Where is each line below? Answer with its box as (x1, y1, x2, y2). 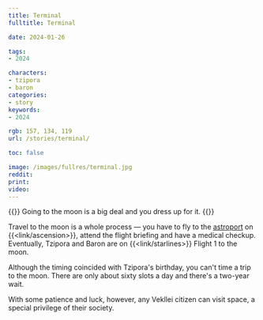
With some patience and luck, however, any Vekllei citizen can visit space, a (8, 295, 255, 304)
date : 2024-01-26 (8, 33, 66, 41)
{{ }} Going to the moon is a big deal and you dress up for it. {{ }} (8, 207, 215, 216)
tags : (8, 47, 26, 55)
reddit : (8, 171, 34, 179)
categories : (8, 91, 47, 99)
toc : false (8, 149, 44, 157)
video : (8, 185, 30, 194)
